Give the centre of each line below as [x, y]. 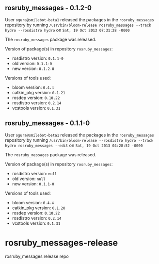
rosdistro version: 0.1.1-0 [38, 58]
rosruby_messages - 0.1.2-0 [48, 8]
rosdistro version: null [34, 173]
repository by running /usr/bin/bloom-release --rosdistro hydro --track [79, 140]
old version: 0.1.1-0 [32, 63]
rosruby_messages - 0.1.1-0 [48, 123]
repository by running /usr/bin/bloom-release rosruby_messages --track [78, 25]
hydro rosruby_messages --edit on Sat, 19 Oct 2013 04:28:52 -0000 [74, 145]
